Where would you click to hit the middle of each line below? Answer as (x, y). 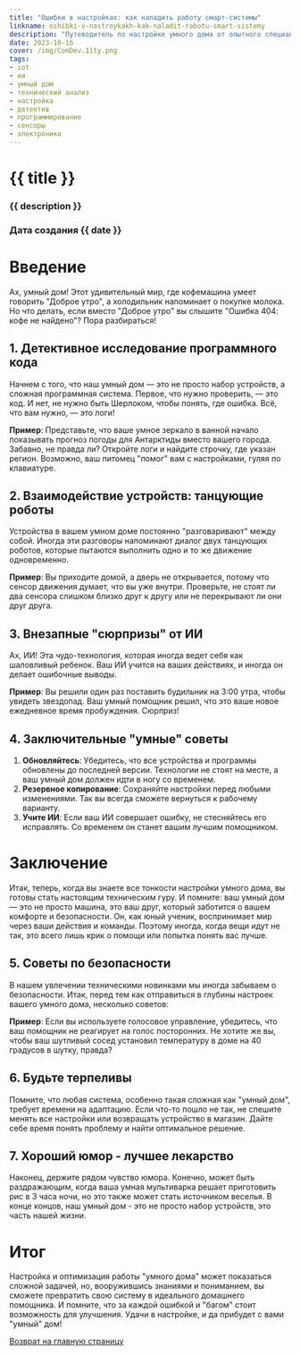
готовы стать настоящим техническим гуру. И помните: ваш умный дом (147, 898)
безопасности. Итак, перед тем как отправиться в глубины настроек (142, 995)
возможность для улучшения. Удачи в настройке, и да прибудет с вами (146, 1315)
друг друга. (31, 606)
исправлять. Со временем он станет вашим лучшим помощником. (150, 827)
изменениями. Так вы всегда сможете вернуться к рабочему (140, 799)
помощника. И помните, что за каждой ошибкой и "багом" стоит (133, 1305)
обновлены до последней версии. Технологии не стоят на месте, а (150, 770)
